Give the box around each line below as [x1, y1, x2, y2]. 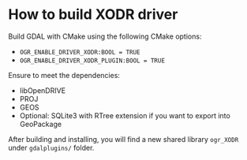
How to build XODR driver [8, 6, 178, 24]
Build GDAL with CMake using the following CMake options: [8, 32, 202, 41]
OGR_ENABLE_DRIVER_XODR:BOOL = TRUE [19, 48, 140, 56]
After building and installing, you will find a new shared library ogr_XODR [8, 134, 239, 143]
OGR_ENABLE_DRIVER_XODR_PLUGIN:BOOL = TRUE [19, 57, 166, 65]
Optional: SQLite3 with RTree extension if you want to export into [19, 110, 230, 120]
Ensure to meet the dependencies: [8, 70, 121, 80]
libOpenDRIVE [19, 85, 65, 95]
